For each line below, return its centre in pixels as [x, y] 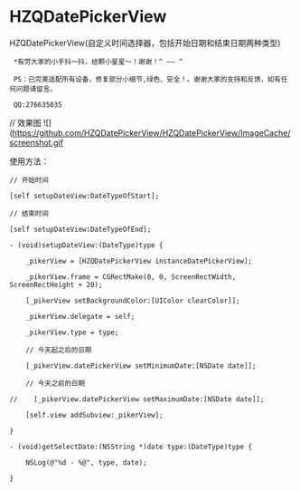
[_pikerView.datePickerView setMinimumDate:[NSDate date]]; [141, 366]
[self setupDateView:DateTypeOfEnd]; [80, 229]
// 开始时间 [29, 180]
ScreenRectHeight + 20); [56, 284]
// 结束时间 [29, 213]
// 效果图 [26, 122]
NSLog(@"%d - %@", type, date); [86, 462]
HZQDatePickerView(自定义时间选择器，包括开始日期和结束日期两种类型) [145, 43]
